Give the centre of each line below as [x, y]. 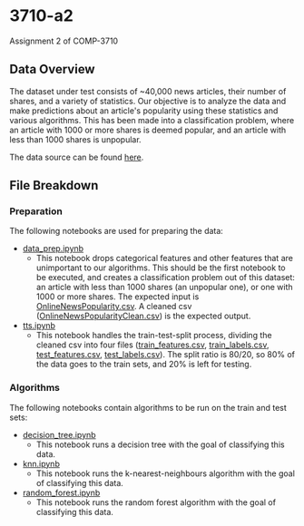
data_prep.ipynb [53, 248]
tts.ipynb [39, 326]
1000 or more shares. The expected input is [118, 297]
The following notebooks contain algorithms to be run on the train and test [148, 407]
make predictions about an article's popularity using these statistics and [144, 111]
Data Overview [52, 69]
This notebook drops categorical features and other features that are [164, 258]
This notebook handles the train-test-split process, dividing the [154, 336]
